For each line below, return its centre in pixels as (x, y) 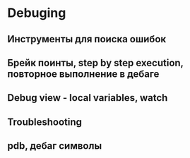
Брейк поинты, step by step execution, (95, 62)
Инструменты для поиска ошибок (87, 39)
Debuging (37, 13)
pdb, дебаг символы (55, 146)
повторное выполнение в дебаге (83, 74)
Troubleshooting (45, 122)
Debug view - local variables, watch (88, 98)
